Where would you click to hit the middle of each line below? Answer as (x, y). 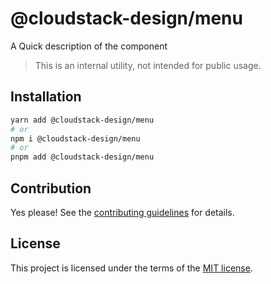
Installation (46, 97)
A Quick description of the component (89, 46)
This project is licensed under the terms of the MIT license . (131, 268)
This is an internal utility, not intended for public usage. (148, 65)
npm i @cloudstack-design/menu (75, 138)
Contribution (51, 188)
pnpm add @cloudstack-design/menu (82, 157)
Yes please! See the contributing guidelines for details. (122, 212)
